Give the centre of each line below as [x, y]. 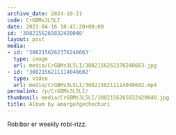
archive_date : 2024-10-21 [45, 14]
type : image [31, 59]
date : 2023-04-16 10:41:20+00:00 [56, 26]
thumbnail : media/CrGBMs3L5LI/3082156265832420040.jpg [88, 98]
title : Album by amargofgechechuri [59, 104]
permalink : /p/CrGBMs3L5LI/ [48, 91]
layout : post [26, 40]
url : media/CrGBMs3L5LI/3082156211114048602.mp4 [85, 85]
